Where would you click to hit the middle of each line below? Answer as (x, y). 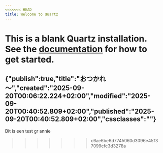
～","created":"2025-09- (45, 88)
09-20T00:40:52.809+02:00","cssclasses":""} (81, 119)
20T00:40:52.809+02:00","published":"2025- (80, 111)
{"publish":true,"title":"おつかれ (55, 79)
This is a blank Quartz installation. (76, 39)
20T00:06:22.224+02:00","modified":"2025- (78, 96)
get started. (30, 59)
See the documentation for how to (76, 49)
